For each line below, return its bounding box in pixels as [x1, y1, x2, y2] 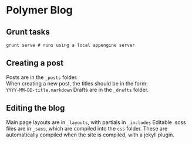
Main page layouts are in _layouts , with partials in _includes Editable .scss [6, 118, 186, 126]
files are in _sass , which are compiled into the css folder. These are [6, 125, 168, 132]
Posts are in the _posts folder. [6, 74, 78, 81]
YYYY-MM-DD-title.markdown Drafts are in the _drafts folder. [6, 86, 149, 93]
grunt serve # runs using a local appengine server [6, 42, 135, 48]
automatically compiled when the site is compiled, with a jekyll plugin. [6, 131, 175, 138]
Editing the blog [6, 103, 65, 113]
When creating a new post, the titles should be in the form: [6, 80, 148, 87]
